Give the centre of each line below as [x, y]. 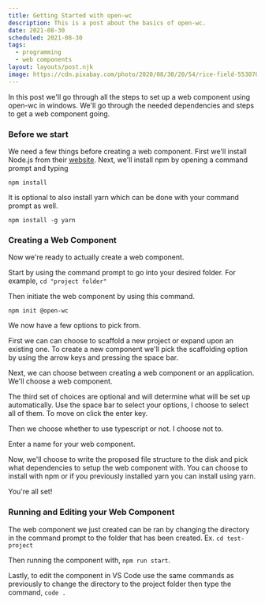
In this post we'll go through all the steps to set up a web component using [129, 96]
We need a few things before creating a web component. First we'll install [127, 151]
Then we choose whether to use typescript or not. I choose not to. [116, 429]
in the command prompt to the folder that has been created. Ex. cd [116, 538]
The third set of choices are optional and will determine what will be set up [129, 397]
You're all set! [30, 492]
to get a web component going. [59, 113]
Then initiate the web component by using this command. [101, 297]
